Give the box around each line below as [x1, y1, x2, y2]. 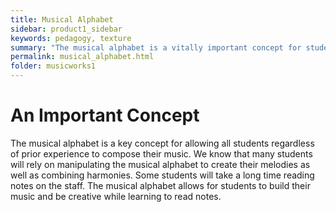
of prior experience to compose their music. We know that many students [10, 147, 313, 160]
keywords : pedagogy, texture [10, 33, 132, 43]
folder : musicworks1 [10, 61, 97, 71]
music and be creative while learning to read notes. [10, 190, 222, 202]
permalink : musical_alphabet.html [10, 52, 155, 62]
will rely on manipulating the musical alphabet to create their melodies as [10, 158, 311, 170]
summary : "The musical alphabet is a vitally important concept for [10, 42, 302, 53]
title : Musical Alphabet [10, 14, 114, 25]
